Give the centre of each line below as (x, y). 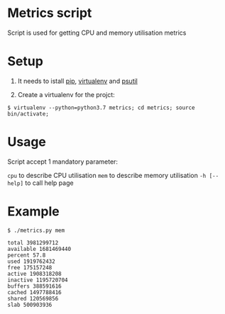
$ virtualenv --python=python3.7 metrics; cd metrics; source (101, 108)
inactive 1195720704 (38, 280)
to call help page (49, 183)
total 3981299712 (33, 242)
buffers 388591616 (34, 286)
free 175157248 (30, 267)
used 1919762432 (31, 261)
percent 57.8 (27, 255)
